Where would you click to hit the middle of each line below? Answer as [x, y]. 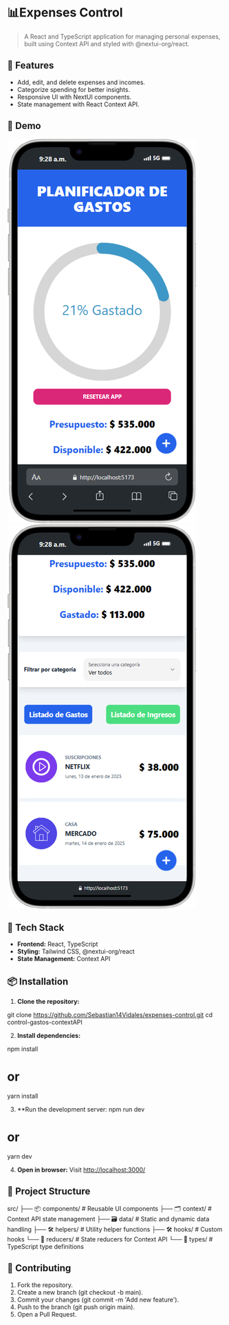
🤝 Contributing [39, 1268]
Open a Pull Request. [47, 1314]
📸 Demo [24, 126]
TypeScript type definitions [46, 1246]
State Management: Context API [64, 959]
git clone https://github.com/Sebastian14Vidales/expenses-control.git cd [110, 1015]
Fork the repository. [45, 1285]
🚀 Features [31, 66]
